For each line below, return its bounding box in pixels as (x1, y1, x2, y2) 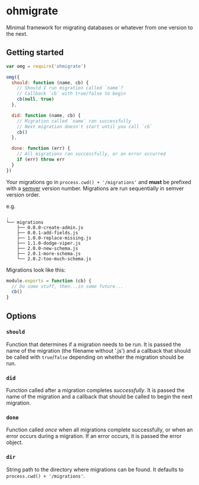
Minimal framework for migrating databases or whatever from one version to (6, 24, 193, 31)
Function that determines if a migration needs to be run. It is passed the (6, 341, 181, 348)
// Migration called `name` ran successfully (17, 118, 132, 124)
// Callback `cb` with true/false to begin (17, 91, 127, 97)
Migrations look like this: (6, 266, 66, 273)
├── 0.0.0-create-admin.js (17, 225, 84, 231)
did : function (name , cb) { (11, 112, 81, 119)
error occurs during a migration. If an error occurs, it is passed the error (6, 433, 182, 440)
